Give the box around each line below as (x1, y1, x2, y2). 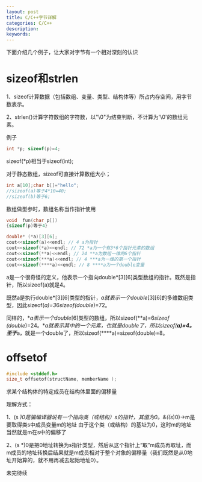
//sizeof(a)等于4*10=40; (6, 188, 67, 194)
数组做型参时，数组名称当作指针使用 (6, 205, 96, 212)
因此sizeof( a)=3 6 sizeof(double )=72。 (16, 301, 111, 308)
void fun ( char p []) (6, 217, 58, 223)
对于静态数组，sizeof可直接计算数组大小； (6, 170, 111, 177)
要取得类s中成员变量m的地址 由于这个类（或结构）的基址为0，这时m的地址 (6, 421, 192, 428)
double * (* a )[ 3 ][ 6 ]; (6, 233, 58, 240)
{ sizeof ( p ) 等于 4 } (6, 223, 48, 229)
